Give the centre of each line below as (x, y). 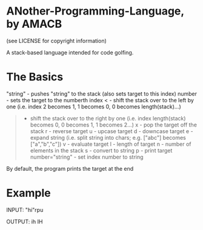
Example (28, 193)
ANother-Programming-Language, (95, 11)
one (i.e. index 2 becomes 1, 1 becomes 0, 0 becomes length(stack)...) (94, 107)
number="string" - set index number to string (87, 157)
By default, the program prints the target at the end (70, 168)
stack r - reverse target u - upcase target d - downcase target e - (111, 131)
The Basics (35, 77)
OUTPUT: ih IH (25, 222)
